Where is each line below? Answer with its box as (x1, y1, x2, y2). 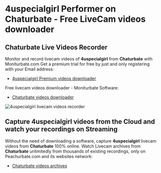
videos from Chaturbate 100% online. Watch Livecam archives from (5, 143, 141, 149)
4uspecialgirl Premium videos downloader (12, 76, 96, 81)
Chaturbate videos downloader (12, 94, 74, 100)
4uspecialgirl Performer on (5, 3, 116, 14)
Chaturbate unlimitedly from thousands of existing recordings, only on (5, 148, 146, 154)
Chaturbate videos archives (12, 163, 68, 169)
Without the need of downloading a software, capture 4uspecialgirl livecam (5, 138, 157, 144)
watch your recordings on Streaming (5, 125, 117, 133)
